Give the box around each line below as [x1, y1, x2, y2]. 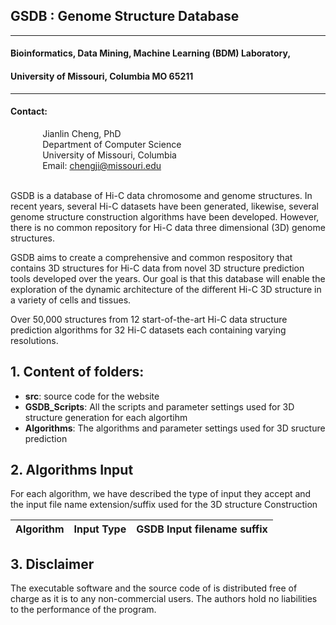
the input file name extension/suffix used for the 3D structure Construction [10, 499, 318, 511]
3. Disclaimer [10, 555, 95, 573]
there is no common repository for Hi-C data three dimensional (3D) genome [10, 221, 326, 233]
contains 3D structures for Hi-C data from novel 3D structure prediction [10, 262, 305, 274]
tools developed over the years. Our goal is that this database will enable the [10, 272, 326, 284]
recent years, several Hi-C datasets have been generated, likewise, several [10, 200, 319, 212]
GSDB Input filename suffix [136, 522, 268, 536]
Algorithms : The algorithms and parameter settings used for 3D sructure [24, 422, 326, 434]
